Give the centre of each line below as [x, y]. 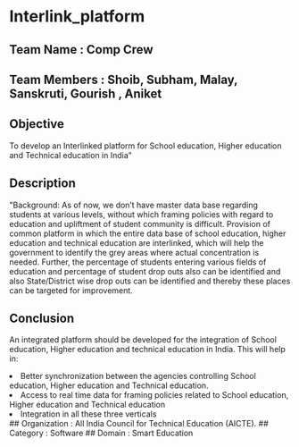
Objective [37, 124]
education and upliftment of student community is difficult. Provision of [140, 223]
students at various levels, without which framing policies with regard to [141, 214]
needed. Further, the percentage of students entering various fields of [138, 262]
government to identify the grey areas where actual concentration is [134, 252]
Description [42, 184]
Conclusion [42, 318]
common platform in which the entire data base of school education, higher [148, 233]
